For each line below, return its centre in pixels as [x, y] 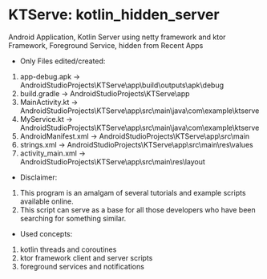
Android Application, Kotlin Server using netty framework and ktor [117, 37]
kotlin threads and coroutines [68, 249]
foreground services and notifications [82, 266]
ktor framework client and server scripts [86, 257]
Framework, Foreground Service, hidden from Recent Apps [106, 45]
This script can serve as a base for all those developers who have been [138, 209]
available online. [47, 201]
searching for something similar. [73, 218]
